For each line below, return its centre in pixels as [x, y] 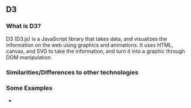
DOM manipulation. [29, 57]
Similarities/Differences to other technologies [72, 72]
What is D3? [24, 26]
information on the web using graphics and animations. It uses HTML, [90, 45]
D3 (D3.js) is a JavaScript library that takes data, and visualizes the [87, 39]
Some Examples [29, 88]
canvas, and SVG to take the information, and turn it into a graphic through [95, 51]
